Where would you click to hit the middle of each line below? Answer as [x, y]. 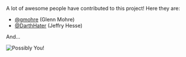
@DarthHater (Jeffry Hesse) [49, 26]
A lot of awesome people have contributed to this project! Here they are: [93, 8]
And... [13, 37]
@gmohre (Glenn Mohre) [44, 19]
